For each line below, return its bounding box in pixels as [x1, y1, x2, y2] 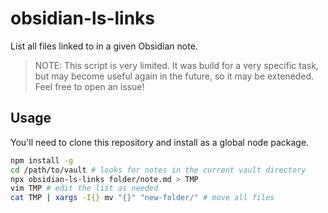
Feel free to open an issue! [34, 80, 145, 92]
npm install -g [10, 155, 74, 166]
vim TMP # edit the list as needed [10, 183, 159, 194]
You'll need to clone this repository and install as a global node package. [10, 136, 310, 148]
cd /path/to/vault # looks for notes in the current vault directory [10, 165, 307, 175]
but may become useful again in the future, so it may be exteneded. [34, 70, 315, 82]
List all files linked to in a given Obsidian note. [10, 40, 198, 52]
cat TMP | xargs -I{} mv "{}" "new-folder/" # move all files [10, 193, 275, 203]
